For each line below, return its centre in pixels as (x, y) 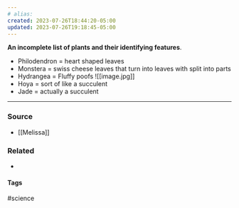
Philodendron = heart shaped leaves (71, 61)
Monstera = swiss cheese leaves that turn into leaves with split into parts (124, 69)
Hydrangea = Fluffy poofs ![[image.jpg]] (76, 76)
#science (21, 198)
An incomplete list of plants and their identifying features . (95, 48)
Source (20, 117)
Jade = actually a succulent (58, 92)
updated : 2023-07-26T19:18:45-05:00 (62, 27)
